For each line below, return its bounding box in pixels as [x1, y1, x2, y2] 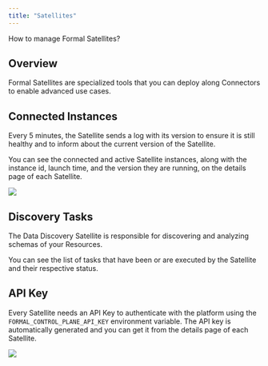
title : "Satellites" [8, 11, 78, 20]
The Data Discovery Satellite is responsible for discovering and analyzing [8, 231, 250, 241]
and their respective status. [8, 264, 98, 273]
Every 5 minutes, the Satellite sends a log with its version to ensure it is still [8, 131, 255, 141]
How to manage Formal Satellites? [8, 34, 121, 43]
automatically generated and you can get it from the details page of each [8, 324, 249, 334]
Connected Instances [8, 109, 118, 123]
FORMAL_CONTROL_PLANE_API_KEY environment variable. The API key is [8, 316, 231, 326]
